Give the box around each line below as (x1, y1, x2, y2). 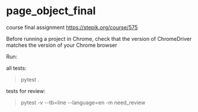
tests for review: (6, 87, 46, 94)
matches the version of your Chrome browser (6, 41, 117, 49)
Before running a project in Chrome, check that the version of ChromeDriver (6, 35, 192, 42)
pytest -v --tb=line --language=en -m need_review (20, 99, 146, 106)
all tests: (6, 64, 27, 72)
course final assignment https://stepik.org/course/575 (6, 24, 138, 31)
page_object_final (6, 4, 96, 18)
